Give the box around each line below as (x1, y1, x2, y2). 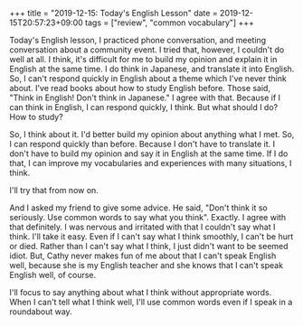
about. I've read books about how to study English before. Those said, (9, 83, 271, 93)
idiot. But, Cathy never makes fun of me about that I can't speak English (9, 250, 277, 261)
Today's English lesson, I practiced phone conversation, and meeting (9, 35, 267, 45)
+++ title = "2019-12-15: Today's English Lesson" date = (9, 8, 219, 18)
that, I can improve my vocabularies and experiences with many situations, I (9, 158, 292, 168)
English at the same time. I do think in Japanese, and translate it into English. (9, 63, 295, 74)
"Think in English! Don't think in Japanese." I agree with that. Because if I (9, 92, 281, 103)
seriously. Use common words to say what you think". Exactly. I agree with (9, 212, 287, 222)
